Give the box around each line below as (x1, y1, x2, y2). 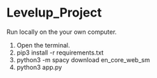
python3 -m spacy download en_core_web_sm (16, 55, 150, 64)
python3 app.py (16, 63, 63, 71)
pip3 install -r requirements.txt (16, 48, 104, 57)
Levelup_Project (6, 5, 102, 21)
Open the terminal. (16, 41, 70, 49)
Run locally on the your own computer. (6, 28, 117, 36)
